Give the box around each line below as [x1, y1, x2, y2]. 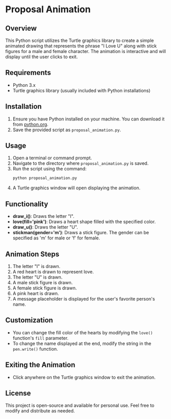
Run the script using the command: [12, 166, 87, 172]
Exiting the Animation [5, 361, 76, 369]
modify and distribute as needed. [5, 408, 75, 414]
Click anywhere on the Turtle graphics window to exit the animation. [12, 374, 156, 380]
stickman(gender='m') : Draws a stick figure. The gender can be [12, 230, 149, 236]
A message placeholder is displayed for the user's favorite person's [12, 295, 155, 302]
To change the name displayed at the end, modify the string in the [12, 340, 152, 347]
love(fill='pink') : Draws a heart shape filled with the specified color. [12, 218, 156, 225]
